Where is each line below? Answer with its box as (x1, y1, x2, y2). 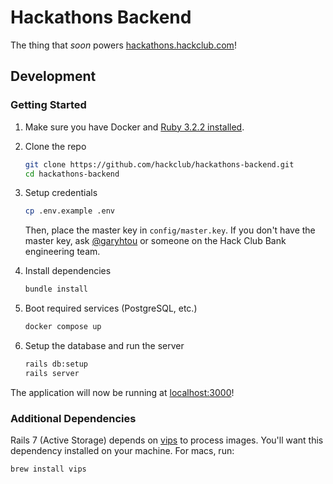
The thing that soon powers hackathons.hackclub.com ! (10, 39, 237, 51)
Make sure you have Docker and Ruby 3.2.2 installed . (24, 121, 245, 133)
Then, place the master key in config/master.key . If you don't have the (24, 224, 316, 236)
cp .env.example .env (24, 206, 115, 216)
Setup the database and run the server (24, 340, 185, 351)
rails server (24, 368, 80, 378)
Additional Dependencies (10, 411, 137, 425)
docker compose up (24, 322, 102, 332)
